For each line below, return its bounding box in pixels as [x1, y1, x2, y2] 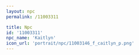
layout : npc [6, 8, 35, 14]
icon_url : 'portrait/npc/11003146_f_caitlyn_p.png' [6, 41, 134, 46]
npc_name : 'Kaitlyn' [6, 35, 57, 41]
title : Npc [6, 24, 33, 30]
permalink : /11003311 [6, 14, 59, 20]
